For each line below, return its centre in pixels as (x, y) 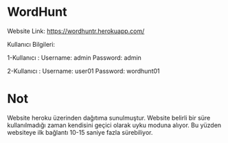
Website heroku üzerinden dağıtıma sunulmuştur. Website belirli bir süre (109, 118)
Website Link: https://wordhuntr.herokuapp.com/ (76, 31)
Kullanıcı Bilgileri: (31, 44)
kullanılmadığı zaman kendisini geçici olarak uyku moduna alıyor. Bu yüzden (114, 125)
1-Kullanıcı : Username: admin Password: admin (75, 57)
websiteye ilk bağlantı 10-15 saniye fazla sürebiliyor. (80, 132)
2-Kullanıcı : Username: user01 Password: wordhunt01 (83, 71)
